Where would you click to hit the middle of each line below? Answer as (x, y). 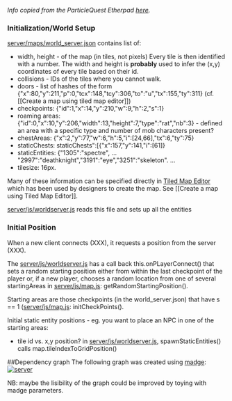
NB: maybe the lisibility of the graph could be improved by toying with (107, 383)
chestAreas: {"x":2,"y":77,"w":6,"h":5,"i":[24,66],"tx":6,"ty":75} (106, 138)
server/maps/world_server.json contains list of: (74, 43)
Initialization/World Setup (51, 28)
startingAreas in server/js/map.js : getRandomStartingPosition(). (98, 285)
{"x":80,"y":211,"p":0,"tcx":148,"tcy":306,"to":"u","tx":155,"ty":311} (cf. (115, 94)
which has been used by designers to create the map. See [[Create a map (113, 189)
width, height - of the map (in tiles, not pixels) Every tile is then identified (121, 57)
